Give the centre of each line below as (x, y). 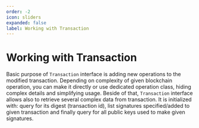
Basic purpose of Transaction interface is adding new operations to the (94, 74)
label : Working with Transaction (48, 28)
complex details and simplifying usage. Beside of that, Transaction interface (99, 93)
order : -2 (18, 12)
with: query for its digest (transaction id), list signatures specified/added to (98, 106)
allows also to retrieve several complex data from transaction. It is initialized (99, 99)
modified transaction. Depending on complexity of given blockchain (89, 80)
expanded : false (26, 23)
